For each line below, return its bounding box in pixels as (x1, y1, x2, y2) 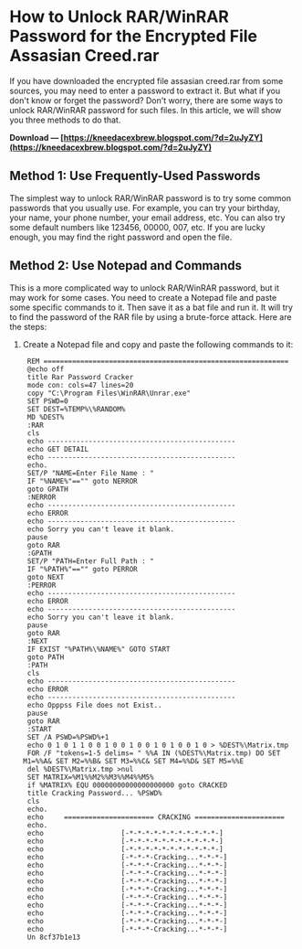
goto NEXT (26, 572, 65, 581)
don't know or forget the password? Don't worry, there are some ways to (9, 94, 283, 106)
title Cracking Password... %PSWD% (26, 788, 162, 797)
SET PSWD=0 (26, 396, 68, 406)
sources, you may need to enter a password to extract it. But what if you (9, 85, 281, 96)
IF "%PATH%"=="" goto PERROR (26, 564, 139, 573)
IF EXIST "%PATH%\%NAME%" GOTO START (26, 645, 171, 654)
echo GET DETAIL (26, 444, 89, 453)
